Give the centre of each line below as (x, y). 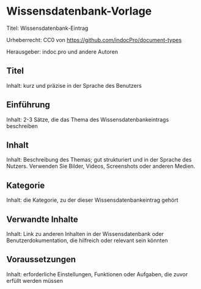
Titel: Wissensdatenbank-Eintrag (47, 28)
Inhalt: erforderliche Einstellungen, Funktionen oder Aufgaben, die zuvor (97, 274)
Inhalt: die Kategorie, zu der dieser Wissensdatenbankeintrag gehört (92, 200)
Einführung (28, 105)
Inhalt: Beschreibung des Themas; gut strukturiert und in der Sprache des (99, 160)
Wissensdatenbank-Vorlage (79, 11)
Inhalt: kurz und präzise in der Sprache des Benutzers (74, 85)
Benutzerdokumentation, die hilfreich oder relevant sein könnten (87, 240)
